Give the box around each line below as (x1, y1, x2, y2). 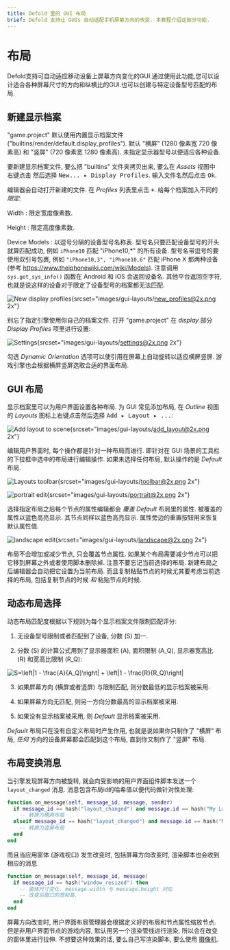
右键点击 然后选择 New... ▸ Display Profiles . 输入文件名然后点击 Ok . (7, 171, 217, 179)
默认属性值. (7, 522, 40, 531)
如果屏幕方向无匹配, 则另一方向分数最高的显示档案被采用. (16, 697, 179, 706)
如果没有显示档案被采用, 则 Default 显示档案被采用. (16, 712, 161, 720)
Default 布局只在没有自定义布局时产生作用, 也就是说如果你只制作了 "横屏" (7, 726, 214, 734)
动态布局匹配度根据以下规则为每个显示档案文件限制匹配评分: (7, 617, 177, 625)
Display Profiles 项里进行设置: (7, 325, 91, 333)
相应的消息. (7, 859, 40, 867)
